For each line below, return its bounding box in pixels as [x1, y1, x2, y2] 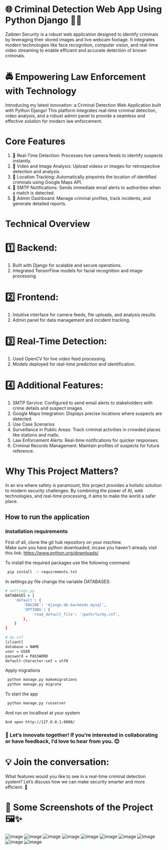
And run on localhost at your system [5, 710, 80, 716]
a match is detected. [12, 190, 55, 196]
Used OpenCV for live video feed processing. [12, 356, 106, 362]
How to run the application [5, 513, 90, 522]
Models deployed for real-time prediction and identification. [12, 361, 136, 367]
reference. [12, 448, 34, 454]
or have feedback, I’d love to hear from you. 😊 [5, 738, 120, 745]
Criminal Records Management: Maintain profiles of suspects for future [12, 442, 159, 449]
